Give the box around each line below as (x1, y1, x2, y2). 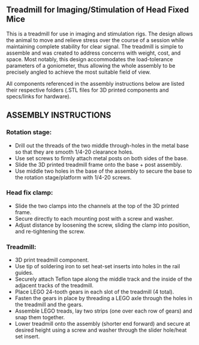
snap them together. (14, 314, 65, 321)
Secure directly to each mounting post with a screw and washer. (14, 215, 174, 222)
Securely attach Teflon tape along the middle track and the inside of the (14, 275, 192, 283)
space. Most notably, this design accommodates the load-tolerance (6, 55, 173, 62)
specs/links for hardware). (6, 92, 71, 100)
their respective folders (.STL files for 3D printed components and (6, 86, 169, 94)
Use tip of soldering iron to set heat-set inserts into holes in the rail (14, 263, 180, 270)
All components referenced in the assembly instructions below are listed (6, 80, 185, 87)
